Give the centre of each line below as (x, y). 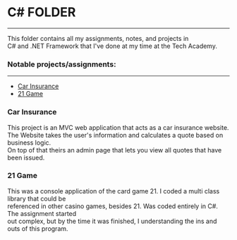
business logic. (29, 143)
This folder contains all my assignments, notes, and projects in (98, 38)
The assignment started (42, 213)
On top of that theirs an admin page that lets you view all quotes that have (115, 150)
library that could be (37, 198)
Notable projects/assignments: (62, 64)
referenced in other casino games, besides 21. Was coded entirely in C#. (113, 206)
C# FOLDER (42, 12)
